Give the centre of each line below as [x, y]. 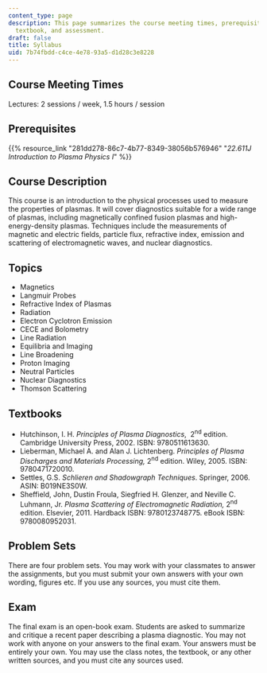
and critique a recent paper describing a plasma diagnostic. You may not [127, 635]
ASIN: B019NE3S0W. [53, 486]
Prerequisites [42, 129]
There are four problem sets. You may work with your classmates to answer [132, 565]
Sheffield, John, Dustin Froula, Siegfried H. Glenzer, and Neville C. [128, 495]
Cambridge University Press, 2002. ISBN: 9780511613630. [115, 442]
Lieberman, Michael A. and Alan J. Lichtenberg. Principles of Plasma [132, 451]
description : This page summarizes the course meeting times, [113, 23]
